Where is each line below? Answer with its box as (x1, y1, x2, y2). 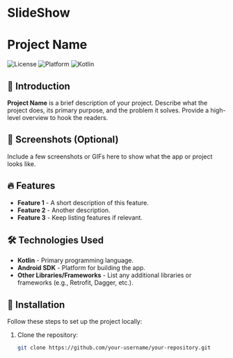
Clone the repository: (17, 331, 79, 339)
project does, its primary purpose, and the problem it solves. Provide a (7, 106, 209, 114)
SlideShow (7, 5, 71, 21)
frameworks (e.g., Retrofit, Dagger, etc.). (17, 278, 134, 287)
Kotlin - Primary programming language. (17, 256, 134, 264)
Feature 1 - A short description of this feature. (17, 198, 150, 207)
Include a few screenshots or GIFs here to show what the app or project (7, 152, 213, 161)
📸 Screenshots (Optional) (7, 134, 119, 146)
